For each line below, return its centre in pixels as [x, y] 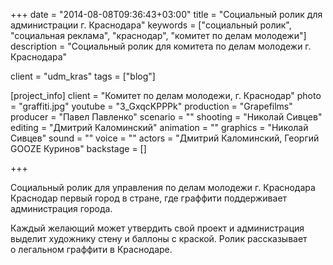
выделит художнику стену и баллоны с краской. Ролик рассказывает [159, 238]
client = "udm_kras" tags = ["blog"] [83, 76]
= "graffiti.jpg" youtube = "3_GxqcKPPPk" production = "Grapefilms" [151, 106]
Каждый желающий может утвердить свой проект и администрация [157, 228]
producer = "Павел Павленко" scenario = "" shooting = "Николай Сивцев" [166, 117]
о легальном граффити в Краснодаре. [91, 249]
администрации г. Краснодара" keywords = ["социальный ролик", [151, 25]
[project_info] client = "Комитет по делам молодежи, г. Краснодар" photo [166, 95]
